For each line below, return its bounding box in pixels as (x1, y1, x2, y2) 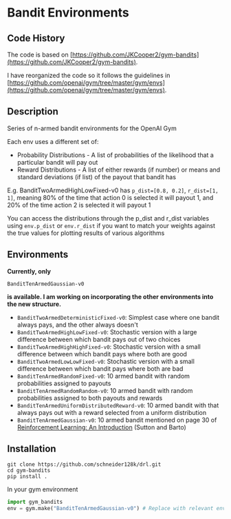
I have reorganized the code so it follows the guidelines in (7, 71, 170, 79)
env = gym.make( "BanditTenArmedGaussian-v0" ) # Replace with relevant (7, 505, 214, 512)
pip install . (7, 474, 48, 480)
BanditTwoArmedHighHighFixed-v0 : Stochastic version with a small (16, 343, 201, 351)
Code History (7, 32, 65, 44)
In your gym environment (7, 485, 78, 493)
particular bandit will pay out (16, 158, 98, 166)
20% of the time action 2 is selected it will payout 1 (7, 201, 151, 209)
